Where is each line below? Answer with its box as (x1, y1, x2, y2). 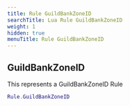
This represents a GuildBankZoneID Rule (7, 80, 123, 88)
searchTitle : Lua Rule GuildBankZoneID (7, 17, 123, 24)
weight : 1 (7, 23, 36, 30)
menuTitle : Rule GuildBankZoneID (7, 36, 104, 43)
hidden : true (7, 29, 45, 37)
